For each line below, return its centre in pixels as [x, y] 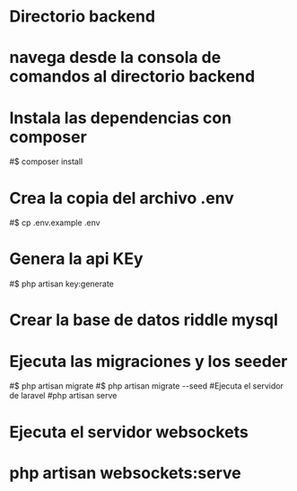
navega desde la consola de [115, 58]
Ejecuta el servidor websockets [129, 432]
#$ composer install [46, 162]
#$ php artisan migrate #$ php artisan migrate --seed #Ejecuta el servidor [147, 386]
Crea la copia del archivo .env [122, 198]
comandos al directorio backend [132, 77]
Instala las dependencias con [120, 118]
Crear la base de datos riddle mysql [144, 320]
